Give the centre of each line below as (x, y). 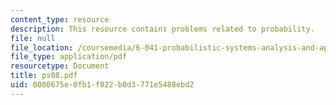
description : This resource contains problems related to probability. (162, 29)
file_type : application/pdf (69, 57)
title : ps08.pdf (44, 76)
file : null (33, 38)
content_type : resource (60, 19)
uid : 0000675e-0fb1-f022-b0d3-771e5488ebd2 (102, 85)
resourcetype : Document (60, 66)
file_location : (42, 47)
